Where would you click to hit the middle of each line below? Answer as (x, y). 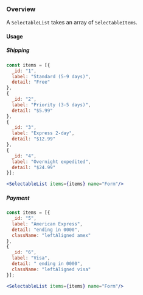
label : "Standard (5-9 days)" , (51, 76)
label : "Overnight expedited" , (51, 162)
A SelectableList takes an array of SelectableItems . (72, 23)
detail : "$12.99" (34, 139)
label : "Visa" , (31, 258)
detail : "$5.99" (32, 111)
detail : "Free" (31, 82)
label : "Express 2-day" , (43, 133)
